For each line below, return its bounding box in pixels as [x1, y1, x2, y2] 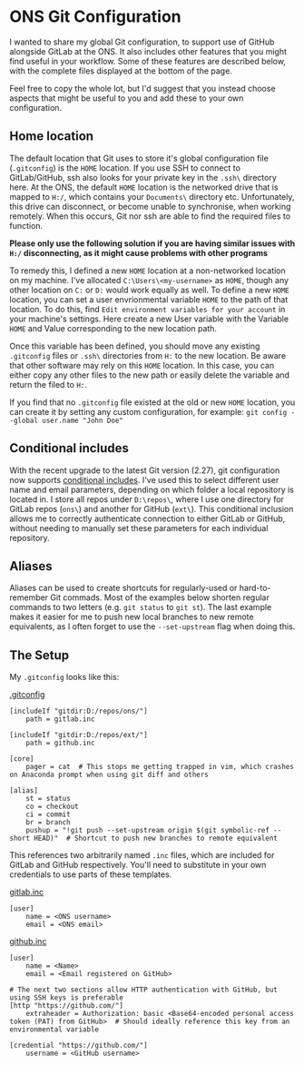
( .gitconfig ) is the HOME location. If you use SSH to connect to [9, 162, 240, 173]
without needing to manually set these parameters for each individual [9, 522, 269, 533]
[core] [9, 754, 34, 764]
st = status [25, 794, 71, 804]
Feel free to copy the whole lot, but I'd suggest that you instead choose [9, 83, 276, 94]
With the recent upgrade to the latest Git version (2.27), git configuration [9, 465, 280, 476]
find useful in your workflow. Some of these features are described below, [9, 55, 286, 66]
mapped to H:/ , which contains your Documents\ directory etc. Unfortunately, [9, 191, 295, 202]
